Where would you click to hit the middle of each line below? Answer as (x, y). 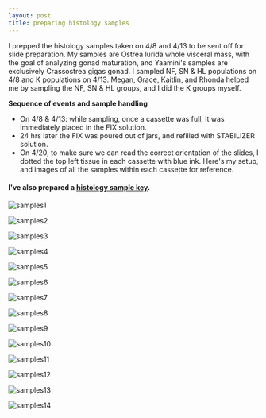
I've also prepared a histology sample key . (79, 188)
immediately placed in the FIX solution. (83, 127)
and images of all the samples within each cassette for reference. (127, 169)
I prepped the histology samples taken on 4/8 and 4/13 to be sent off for (126, 45)
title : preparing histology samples (69, 23)
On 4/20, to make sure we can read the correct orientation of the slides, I (139, 153)
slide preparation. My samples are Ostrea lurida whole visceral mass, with (129, 54)
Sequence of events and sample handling (78, 103)
